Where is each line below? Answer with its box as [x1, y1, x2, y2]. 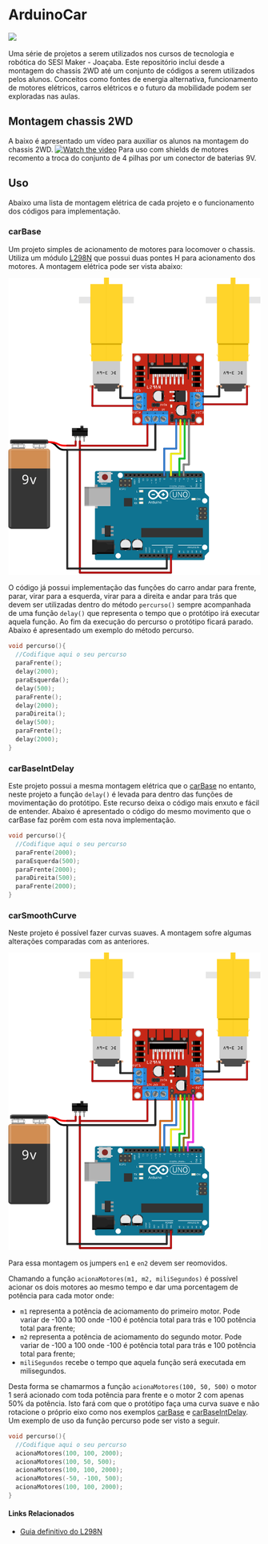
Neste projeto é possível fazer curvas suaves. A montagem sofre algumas [8, 928, 252, 938]
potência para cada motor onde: [8, 1290, 114, 1300]
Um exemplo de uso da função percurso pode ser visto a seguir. [8, 1416, 220, 1425]
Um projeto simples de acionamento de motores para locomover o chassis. [8, 244, 256, 254]
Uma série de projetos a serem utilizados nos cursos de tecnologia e [8, 48, 234, 58]
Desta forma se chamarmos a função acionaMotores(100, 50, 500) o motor [8, 1381, 258, 1391]
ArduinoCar [8, 6, 88, 24]
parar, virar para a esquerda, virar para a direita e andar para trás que [8, 592, 238, 601]
